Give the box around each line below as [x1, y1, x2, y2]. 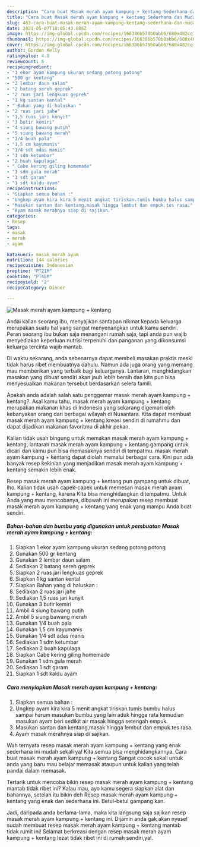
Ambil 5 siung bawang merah [15, 613, 87, 621]
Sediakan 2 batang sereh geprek [15, 563, 96, 570]
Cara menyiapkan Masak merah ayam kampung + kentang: [7, 684, 158, 691]
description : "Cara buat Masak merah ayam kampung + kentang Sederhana [7, 8, 188, 15]
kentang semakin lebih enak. [7, 466, 77, 473]
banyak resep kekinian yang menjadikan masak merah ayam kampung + [7, 459, 183, 467]
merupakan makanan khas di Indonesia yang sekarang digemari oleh [7, 404, 175, 411]
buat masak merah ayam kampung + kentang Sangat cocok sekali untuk [7, 754, 183, 761]
